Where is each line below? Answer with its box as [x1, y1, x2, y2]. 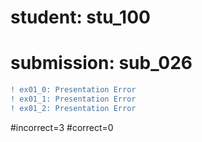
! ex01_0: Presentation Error [10, 85, 137, 95]
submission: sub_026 [10, 52, 193, 75]
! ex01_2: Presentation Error [10, 103, 137, 113]
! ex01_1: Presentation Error [10, 94, 137, 104]
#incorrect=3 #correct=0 [10, 121, 114, 133]
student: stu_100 [10, 6, 151, 29]
